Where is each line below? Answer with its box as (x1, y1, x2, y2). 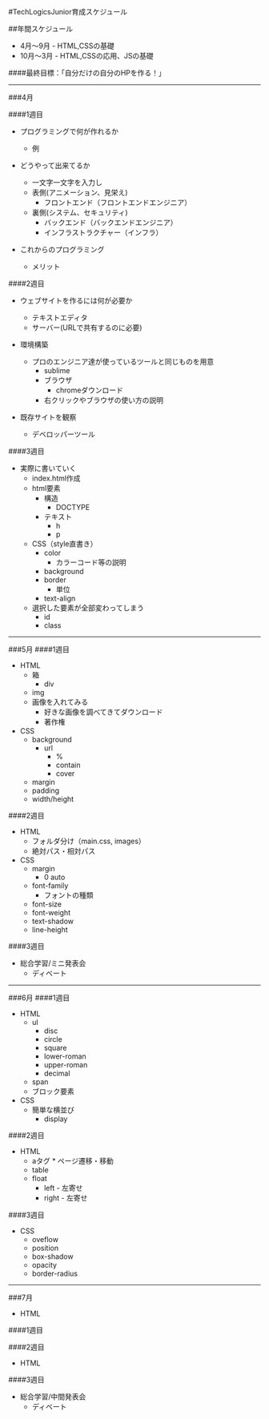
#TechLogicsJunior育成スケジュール (8, 7, 128, 16)
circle (43, 1035, 62, 1043)
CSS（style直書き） (31, 539, 98, 549)
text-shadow (31, 916, 74, 926)
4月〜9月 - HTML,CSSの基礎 (19, 41, 114, 50)
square (43, 1043, 67, 1052)
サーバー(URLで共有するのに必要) (31, 323, 143, 332)
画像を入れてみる (31, 697, 89, 706)
